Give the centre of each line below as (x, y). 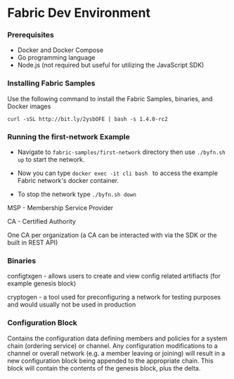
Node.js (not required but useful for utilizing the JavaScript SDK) (111, 65)
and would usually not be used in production (72, 304)
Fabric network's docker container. (68, 181)
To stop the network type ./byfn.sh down (77, 194)
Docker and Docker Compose (60, 50)
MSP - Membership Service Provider (60, 208)
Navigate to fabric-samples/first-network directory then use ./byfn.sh (122, 152)
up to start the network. (51, 160)
